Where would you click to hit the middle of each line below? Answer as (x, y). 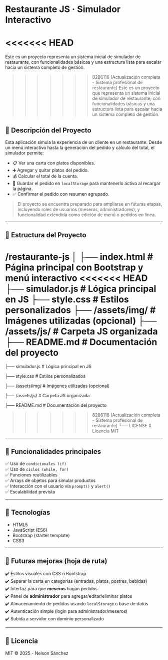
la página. (22, 189)
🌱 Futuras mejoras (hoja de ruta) (56, 561)
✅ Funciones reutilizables (31, 475)
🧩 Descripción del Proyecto (48, 130)
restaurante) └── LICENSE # (122, 426)
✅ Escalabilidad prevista (30, 492)
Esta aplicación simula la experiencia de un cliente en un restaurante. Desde (84, 142)
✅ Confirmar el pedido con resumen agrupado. (61, 194)
